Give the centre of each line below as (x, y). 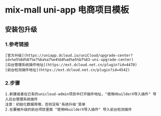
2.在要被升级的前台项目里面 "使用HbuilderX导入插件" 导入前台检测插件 (69, 110)
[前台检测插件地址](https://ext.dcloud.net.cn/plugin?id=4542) (68, 70)
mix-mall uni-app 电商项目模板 (67, 10)
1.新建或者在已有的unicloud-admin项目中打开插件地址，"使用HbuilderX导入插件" (78, 94)
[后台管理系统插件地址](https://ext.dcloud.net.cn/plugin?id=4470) (71, 65)
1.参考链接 (17, 44)
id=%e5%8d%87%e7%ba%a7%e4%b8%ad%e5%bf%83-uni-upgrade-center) (69, 59)
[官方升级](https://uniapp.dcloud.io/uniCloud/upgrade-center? (69, 55)
